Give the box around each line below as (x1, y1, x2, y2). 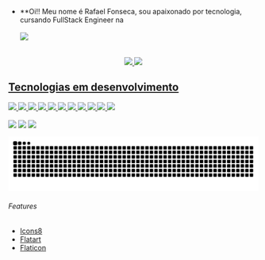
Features (8, 201, 37, 211)
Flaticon (19, 243, 46, 252)
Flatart (19, 234, 41, 244)
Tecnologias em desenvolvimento (8, 81, 179, 94)
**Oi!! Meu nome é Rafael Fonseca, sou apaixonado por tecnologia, (19, 7, 242, 16)
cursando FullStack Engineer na (19, 15, 125, 25)
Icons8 (19, 226, 43, 235)
